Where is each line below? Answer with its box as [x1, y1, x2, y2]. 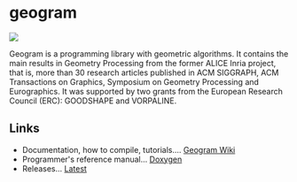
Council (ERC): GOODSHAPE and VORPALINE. [9, 95, 177, 106]
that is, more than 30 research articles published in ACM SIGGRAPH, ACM [9, 67, 279, 78]
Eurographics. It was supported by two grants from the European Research [9, 86, 284, 96]
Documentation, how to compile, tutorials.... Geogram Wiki [21, 144, 236, 155]
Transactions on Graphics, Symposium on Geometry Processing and [9, 76, 260, 87]
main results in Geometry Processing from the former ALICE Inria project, [9, 57, 277, 68]
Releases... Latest [21, 163, 87, 174]
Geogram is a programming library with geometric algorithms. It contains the [9, 48, 289, 59]
